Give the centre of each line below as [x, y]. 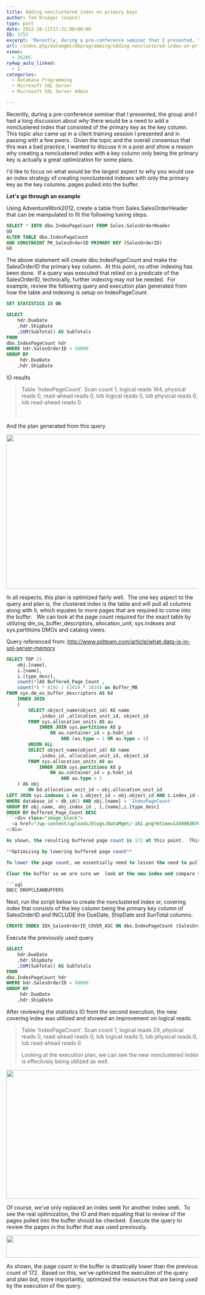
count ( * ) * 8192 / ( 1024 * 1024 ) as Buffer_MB [77, 687]
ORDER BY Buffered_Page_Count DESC [52, 813]
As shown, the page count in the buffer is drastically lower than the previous [102, 1266]
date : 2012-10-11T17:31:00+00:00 [49, 29]
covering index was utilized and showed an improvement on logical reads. [99, 1018]
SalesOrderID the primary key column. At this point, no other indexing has [100, 267]
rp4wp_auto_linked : [31, 63]
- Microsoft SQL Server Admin [50, 92]
